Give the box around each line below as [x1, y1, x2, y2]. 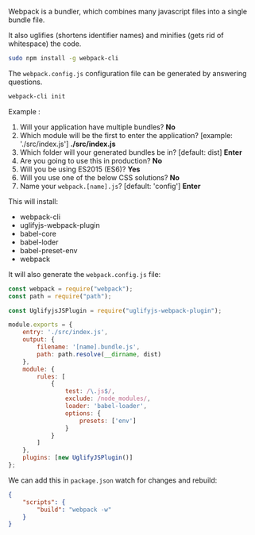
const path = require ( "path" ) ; [8, 292, 112, 300]
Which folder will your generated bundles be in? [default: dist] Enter [19, 147, 242, 157]
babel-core [19, 229, 57, 238]
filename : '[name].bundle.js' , [37, 343, 141, 351]
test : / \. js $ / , [64, 387, 115, 395]
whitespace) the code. [8, 39, 82, 48]
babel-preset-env [19, 245, 78, 255]
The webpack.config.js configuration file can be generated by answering [8, 68, 247, 78]
